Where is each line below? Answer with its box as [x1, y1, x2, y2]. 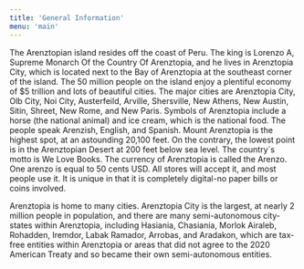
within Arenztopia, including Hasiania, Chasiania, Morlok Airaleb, [34, 220, 277, 231]
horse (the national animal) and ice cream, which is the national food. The [9, 115, 286, 126]
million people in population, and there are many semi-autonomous [9, 210, 262, 221]
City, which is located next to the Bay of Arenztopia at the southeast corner [9, 66, 292, 78]
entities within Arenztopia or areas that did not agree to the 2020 [26, 239, 271, 250]
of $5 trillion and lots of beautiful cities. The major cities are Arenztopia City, [9, 86, 296, 97]
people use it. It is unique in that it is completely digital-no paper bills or [9, 172, 278, 183]
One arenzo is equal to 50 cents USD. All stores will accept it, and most [9, 163, 277, 174]
